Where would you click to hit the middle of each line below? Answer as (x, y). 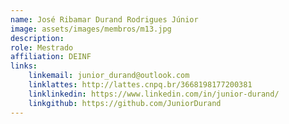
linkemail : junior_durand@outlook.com (109, 76)
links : (24, 66)
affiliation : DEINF (51, 57)
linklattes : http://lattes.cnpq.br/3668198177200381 (140, 85)
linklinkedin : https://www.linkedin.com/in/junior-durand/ (154, 94)
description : (37, 38)
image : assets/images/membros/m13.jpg (91, 29)
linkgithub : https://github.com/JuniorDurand (125, 103)
